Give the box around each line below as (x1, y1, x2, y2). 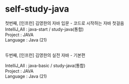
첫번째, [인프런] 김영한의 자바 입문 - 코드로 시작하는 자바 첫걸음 (5, 20, 125, 26)
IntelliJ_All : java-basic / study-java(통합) (5, 63, 86, 68)
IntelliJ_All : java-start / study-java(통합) (5, 26, 84, 32)
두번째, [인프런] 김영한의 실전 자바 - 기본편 (5, 52, 86, 58)
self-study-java (5, 3, 69, 15)
